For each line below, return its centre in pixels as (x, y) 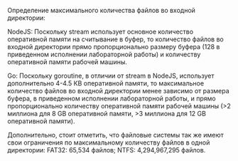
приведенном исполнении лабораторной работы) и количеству (104, 54)
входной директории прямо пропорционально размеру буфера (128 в (114, 47)
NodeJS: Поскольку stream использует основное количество (101, 32)
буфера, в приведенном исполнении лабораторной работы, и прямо (112, 98)
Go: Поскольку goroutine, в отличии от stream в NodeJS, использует (111, 76)
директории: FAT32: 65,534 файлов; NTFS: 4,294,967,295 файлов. (107, 150)
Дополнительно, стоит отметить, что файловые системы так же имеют (115, 135)
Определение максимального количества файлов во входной (101, 10)
